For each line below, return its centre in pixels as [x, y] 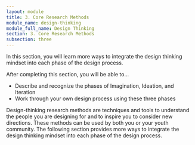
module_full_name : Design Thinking [50, 28]
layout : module [25, 12]
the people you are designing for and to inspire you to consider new [89, 116]
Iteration [25, 92]
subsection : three [29, 39]
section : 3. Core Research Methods [50, 34]
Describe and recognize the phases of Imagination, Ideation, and [94, 86]
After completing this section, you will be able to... [68, 74]
